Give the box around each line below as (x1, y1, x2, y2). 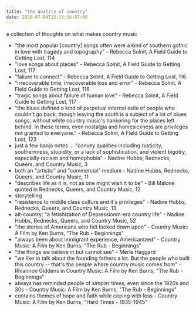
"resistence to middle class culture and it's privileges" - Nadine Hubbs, (14, 198, 187, 205)
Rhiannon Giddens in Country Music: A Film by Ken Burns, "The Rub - (14, 267, 183, 274)
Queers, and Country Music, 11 (14, 173, 89, 180)
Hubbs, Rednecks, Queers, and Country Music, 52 (14, 217, 137, 224)
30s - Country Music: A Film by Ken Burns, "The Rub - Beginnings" (14, 286, 177, 293)
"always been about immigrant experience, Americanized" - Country (14, 236, 181, 243)
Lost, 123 (14, 135, 37, 143)
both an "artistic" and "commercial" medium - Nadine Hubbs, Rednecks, (14, 167, 190, 174)
